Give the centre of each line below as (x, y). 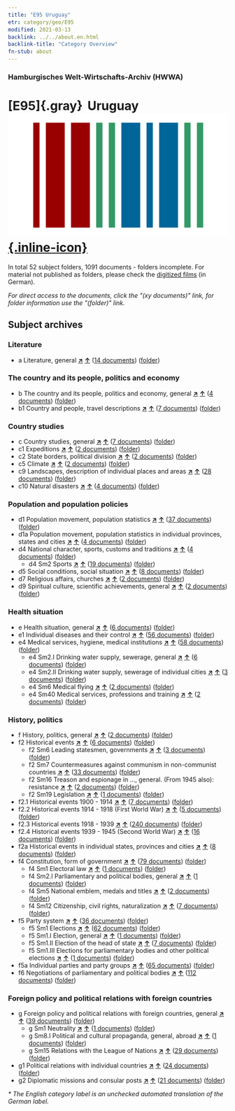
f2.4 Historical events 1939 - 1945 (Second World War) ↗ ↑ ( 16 (109, 832)
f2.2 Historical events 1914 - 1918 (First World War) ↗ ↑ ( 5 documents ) (120, 809)
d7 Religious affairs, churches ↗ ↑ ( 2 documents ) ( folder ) (101, 579)
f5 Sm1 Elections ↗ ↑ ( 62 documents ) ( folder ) (94, 928)
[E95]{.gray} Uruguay (73, 106)
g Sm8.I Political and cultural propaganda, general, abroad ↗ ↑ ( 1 (122, 1036)
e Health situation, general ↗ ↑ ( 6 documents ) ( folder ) (97, 627)
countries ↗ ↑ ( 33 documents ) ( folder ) (84, 772)
